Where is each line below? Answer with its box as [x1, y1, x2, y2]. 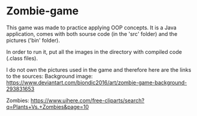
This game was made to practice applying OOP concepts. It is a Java [6, 24, 177, 31]
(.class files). [6, 54, 38, 62]
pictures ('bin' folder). [6, 36, 60, 44]
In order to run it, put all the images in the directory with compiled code [6, 48, 182, 55]
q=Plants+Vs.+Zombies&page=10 [6, 103, 89, 110]
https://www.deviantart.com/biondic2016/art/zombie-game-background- [6, 79, 187, 86]
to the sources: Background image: [6, 72, 93, 80]
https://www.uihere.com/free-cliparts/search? [30, 97, 145, 104]
